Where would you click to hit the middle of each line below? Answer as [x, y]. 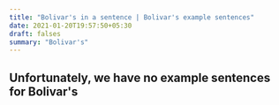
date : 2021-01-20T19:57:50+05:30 [71, 26]
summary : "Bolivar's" [49, 42]
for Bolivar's [44, 91]
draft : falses [35, 34]
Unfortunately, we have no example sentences [140, 77]
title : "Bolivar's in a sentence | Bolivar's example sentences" [132, 17]
